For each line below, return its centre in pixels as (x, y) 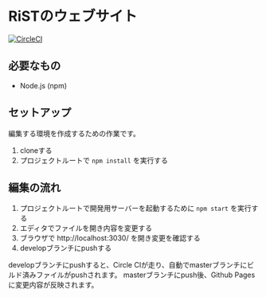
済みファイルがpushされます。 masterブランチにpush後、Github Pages (139, 275)
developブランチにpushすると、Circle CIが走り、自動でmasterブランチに (128, 265)
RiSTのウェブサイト (73, 16)
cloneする (36, 150)
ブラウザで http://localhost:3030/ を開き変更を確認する (110, 238)
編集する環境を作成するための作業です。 (74, 133)
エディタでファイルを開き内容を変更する (86, 229)
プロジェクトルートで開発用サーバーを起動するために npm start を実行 (135, 209)
